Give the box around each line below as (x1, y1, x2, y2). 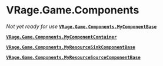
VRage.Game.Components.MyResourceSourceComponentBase (6, 54, 141, 60)
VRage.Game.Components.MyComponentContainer (6, 34, 117, 40)
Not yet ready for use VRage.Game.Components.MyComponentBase (6, 23, 157, 30)
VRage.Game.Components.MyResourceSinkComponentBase (6, 44, 135, 50)
